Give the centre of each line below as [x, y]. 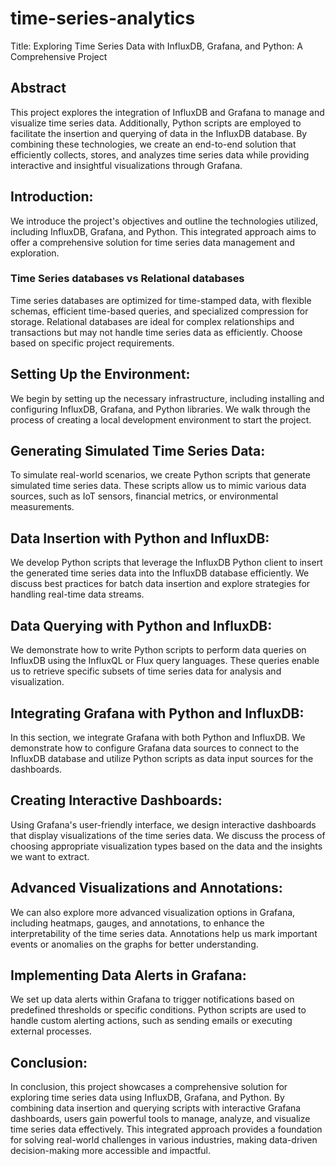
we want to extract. [50, 856]
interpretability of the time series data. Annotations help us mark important [164, 933]
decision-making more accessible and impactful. [111, 1151]
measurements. [42, 507]
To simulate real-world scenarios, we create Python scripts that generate [160, 475]
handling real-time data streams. [77, 594]
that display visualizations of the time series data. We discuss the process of [168, 835]
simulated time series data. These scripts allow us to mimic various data [158, 486]
